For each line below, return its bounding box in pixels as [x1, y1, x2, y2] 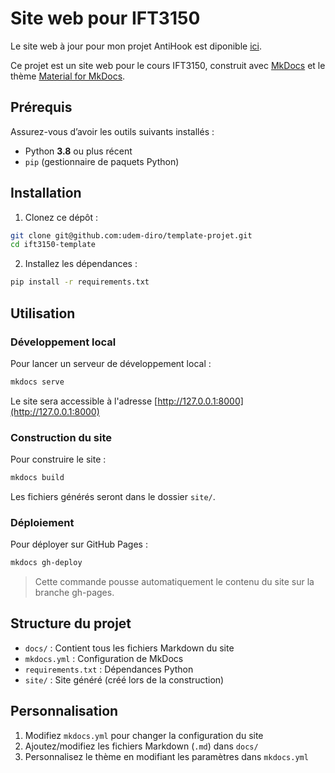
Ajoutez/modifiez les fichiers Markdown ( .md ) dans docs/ [24, 740, 259, 752]
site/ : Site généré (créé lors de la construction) [24, 673, 225, 686]
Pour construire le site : [10, 453, 107, 466]
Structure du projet [10, 615, 132, 632]
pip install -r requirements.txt [10, 277, 150, 287]
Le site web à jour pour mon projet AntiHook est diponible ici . [10, 40, 262, 52]
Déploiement [10, 515, 75, 529]
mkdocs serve [10, 377, 65, 387]
